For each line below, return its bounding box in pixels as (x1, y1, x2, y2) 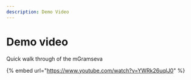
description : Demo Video (6, 8, 69, 15)
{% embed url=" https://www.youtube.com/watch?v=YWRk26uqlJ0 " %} (6, 67, 186, 74)
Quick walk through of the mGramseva (6, 55, 103, 62)
